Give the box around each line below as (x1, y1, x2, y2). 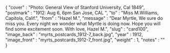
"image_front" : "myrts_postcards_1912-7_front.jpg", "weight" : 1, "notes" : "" (5, 37, 165, 43)
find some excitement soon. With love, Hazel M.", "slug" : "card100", (5, 26, 148, 32)
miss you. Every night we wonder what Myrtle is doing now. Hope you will (5, 20, 161, 26)
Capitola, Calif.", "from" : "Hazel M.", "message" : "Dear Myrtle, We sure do (5, 15, 163, 21)
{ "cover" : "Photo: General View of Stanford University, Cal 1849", (5, 5, 145, 10)
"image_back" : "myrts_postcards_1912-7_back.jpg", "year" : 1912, (5, 32, 143, 37)
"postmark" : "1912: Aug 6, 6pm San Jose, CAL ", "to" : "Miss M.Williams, (5, 10, 159, 16)
